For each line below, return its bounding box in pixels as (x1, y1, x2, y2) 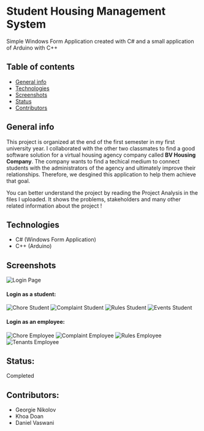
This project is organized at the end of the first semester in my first (6, 138, 175, 145)
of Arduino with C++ (6, 44, 58, 51)
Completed (6, 372, 35, 380)
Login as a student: (6, 290, 56, 298)
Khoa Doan (15, 413, 44, 420)
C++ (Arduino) (15, 242, 52, 250)
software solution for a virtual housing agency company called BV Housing (6, 151, 196, 159)
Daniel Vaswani (15, 419, 55, 427)
